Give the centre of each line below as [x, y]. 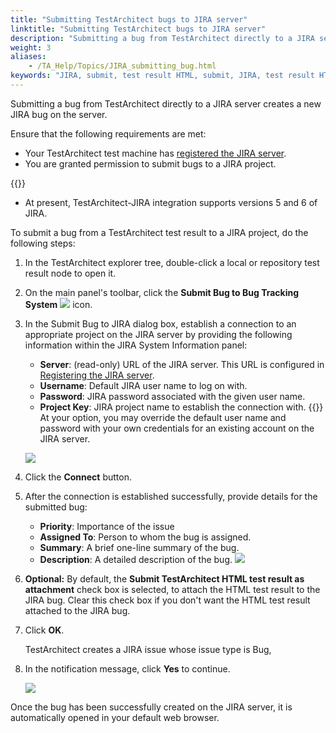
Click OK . [44, 630]
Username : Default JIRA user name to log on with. [143, 385]
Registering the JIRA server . [97, 375]
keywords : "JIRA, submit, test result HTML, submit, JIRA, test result [162, 76]
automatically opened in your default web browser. [115, 717]
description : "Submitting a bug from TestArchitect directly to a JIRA [162, 38]
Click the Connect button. [78, 477]
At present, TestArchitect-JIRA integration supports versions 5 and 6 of [171, 202]
